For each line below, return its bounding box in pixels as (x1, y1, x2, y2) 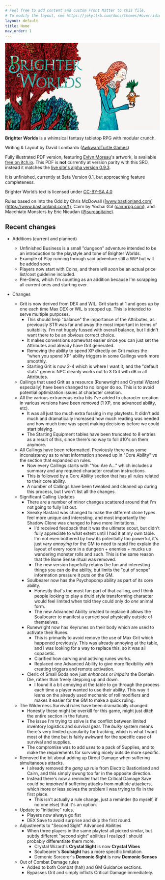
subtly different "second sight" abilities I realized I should (27, 833, 142, 839)
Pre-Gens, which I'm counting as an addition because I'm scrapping (19, 276, 157, 282)
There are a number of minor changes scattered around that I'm (27, 499, 156, 505)
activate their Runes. (27, 630, 69, 635)
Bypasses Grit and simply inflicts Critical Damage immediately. (27, 870, 154, 876)
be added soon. (19, 261, 52, 267)
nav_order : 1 (5, 28, 32, 34)
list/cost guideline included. (19, 272, 76, 277)
